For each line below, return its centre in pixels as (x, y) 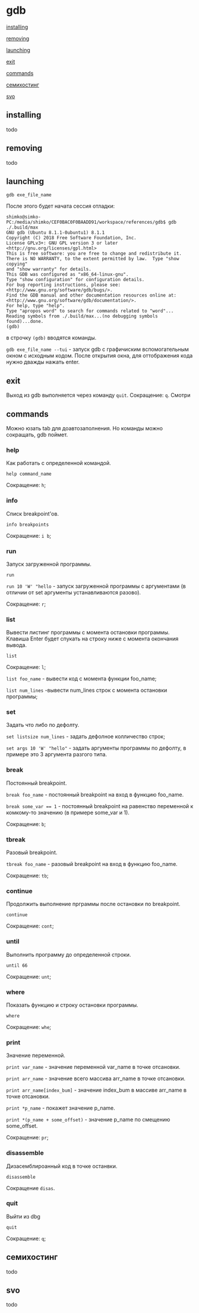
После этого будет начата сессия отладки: (60, 206)
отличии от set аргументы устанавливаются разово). (74, 592)
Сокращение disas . (31, 1188)
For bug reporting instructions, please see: (63, 285)
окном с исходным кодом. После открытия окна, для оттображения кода (99, 356)
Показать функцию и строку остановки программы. (72, 1005)
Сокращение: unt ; (29, 976)
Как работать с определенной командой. (59, 463)
